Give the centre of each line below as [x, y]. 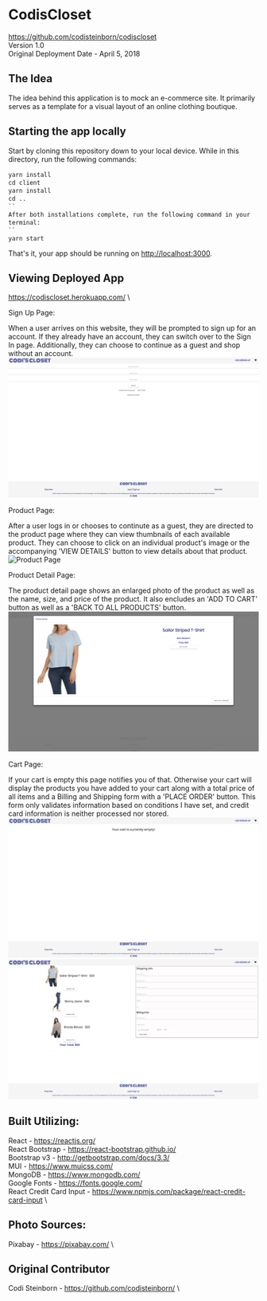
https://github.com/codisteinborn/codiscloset [83, 37]
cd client [25, 182]
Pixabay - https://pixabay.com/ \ [61, 1244]
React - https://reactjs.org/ [52, 1140]
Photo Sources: [47, 1225]
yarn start [26, 238]
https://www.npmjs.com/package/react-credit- [169, 1191]
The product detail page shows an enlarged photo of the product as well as [132, 590]
